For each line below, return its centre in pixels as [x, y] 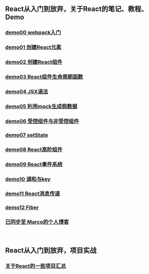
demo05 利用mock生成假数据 [41, 106]
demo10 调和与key [28, 179]
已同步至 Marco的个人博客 [37, 222]
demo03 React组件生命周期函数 [44, 77]
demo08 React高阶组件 [34, 149]
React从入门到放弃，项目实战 [51, 251]
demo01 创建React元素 [33, 47]
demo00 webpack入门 [33, 33]
